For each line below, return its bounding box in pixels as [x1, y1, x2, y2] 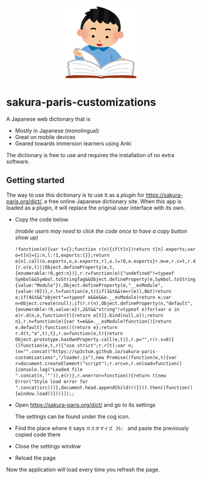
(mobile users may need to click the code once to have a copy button [14, 227, 188, 235]
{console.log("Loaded [14, 366, 69, 372]
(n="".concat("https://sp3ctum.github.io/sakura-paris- [14, 348, 158, 354]
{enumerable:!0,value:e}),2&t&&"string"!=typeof [14, 306, 139, 312]
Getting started [6, 175, 65, 185]
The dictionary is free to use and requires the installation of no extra [6, 151, 174, 158]
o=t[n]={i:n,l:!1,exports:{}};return [14, 252, 110, 258]
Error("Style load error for [14, 379, 88, 385]
